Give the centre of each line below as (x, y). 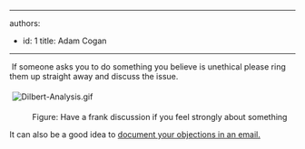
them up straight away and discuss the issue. (94, 76)
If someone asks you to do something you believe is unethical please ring (148, 67)
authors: (25, 23)
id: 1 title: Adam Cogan (64, 41)
